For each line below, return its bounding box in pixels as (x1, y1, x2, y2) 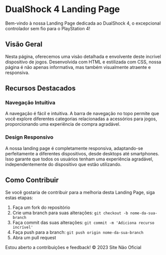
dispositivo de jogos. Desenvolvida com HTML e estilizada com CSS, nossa (5, 59, 161, 65)
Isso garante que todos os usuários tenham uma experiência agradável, (5, 156, 153, 162)
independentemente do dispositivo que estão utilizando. (5, 161, 122, 167)
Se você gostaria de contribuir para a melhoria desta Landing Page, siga (5, 189, 155, 195)
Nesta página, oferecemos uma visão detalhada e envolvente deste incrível (5, 53, 161, 59)
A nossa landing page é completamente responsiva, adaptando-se (5, 145, 143, 151)
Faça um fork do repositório (12, 204, 70, 210)
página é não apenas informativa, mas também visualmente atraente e (5, 64, 151, 70)
